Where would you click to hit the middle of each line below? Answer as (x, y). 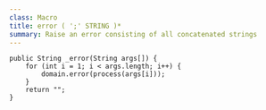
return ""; (46, 90)
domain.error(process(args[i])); (104, 74)
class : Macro (33, 17)
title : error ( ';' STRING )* (66, 26)
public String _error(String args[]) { (83, 59)
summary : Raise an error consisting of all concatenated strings (133, 34)
